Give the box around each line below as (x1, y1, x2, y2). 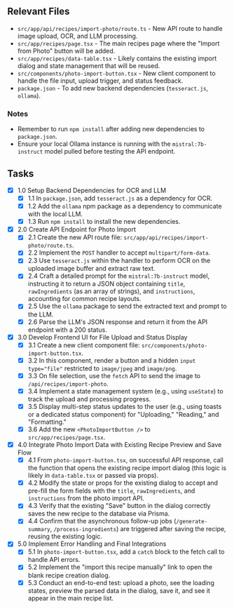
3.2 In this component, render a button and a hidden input (27, 356, 196, 364)
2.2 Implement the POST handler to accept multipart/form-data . (27, 248, 211, 257)
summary (27, 526, 50, 533)
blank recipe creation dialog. (27, 571, 111, 580)
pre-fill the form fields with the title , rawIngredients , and (27, 487, 195, 495)
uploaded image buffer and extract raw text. (27, 265, 156, 273)
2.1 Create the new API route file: (27, 233, 123, 241)
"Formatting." (27, 417, 67, 426)
